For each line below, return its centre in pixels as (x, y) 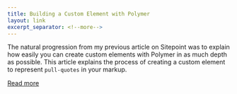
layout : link (27, 20)
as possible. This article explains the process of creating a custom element (116, 62)
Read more (23, 83)
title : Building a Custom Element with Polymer (79, 14)
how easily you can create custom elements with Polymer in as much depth (117, 54)
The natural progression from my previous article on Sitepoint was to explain (118, 47)
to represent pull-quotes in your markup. (67, 70)
